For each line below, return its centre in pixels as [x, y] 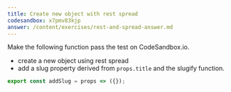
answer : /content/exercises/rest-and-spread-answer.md [90, 27]
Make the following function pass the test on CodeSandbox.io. [98, 47]
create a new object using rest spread [73, 61]
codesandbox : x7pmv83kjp [44, 21]
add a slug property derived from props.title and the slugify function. [121, 69]
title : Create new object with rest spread [73, 14]
